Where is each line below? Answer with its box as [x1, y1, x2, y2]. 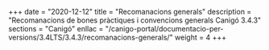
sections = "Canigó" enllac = [8, 24, 104, 33]
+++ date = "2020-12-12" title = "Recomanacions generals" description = [8, 7, 252, 16]
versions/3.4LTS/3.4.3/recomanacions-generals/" [8, 32, 173, 42]
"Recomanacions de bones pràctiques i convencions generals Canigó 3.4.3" [8, 15, 262, 25]
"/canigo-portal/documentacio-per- [105, 24, 224, 33]
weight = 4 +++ [174, 32, 227, 42]
